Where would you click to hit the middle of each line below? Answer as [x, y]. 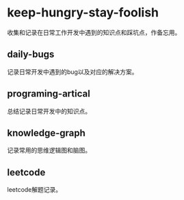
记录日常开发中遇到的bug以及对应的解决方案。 [73, 72]
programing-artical [49, 94]
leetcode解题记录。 [35, 190]
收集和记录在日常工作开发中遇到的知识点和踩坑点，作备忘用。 [94, 32]
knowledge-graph [46, 133]
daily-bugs [31, 54]
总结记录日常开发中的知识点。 [49, 111]
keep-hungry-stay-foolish [83, 13]
